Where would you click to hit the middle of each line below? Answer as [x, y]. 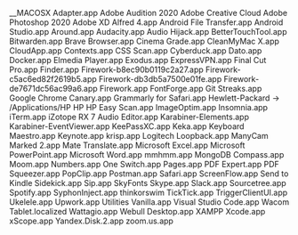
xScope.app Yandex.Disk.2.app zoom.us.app [91, 221]
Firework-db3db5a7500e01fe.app [161, 79]
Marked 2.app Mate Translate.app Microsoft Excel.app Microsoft [127, 145]
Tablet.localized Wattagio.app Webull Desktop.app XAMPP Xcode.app [137, 211]
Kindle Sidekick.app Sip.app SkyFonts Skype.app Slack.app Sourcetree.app [148, 183]
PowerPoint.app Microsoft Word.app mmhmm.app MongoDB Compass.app [147, 154]
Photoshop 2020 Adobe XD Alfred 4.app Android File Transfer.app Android [146, 22]
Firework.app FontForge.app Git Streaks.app [181, 89]
